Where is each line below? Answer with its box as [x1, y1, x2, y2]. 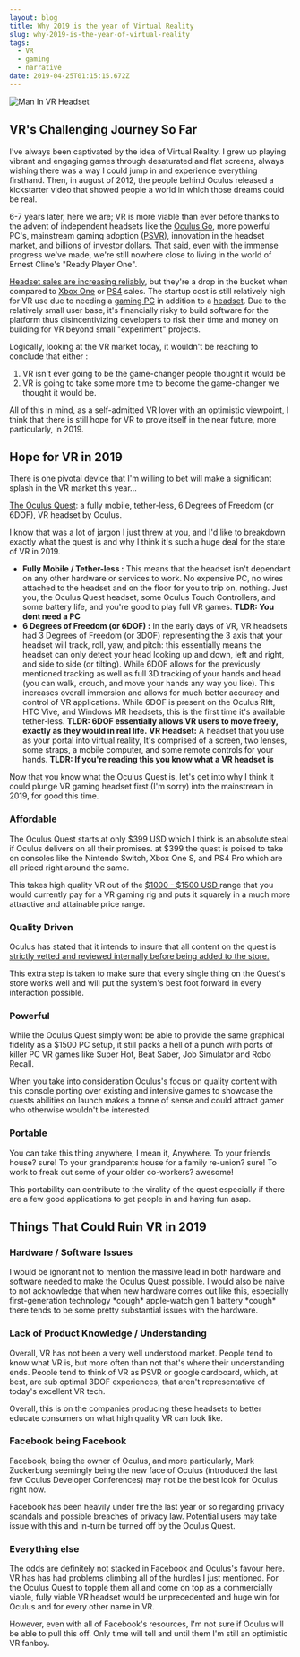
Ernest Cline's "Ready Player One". [9, 258, 138, 269]
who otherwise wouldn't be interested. [9, 1104, 151, 1115]
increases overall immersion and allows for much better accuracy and [21, 687, 279, 698]
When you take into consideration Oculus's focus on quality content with [9, 1076, 278, 1086]
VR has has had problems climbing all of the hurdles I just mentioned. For [9, 1573, 279, 1583]
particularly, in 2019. [9, 423, 84, 434]
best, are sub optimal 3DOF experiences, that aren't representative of [9, 1376, 266, 1387]
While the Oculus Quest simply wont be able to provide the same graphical [9, 1030, 285, 1041]
